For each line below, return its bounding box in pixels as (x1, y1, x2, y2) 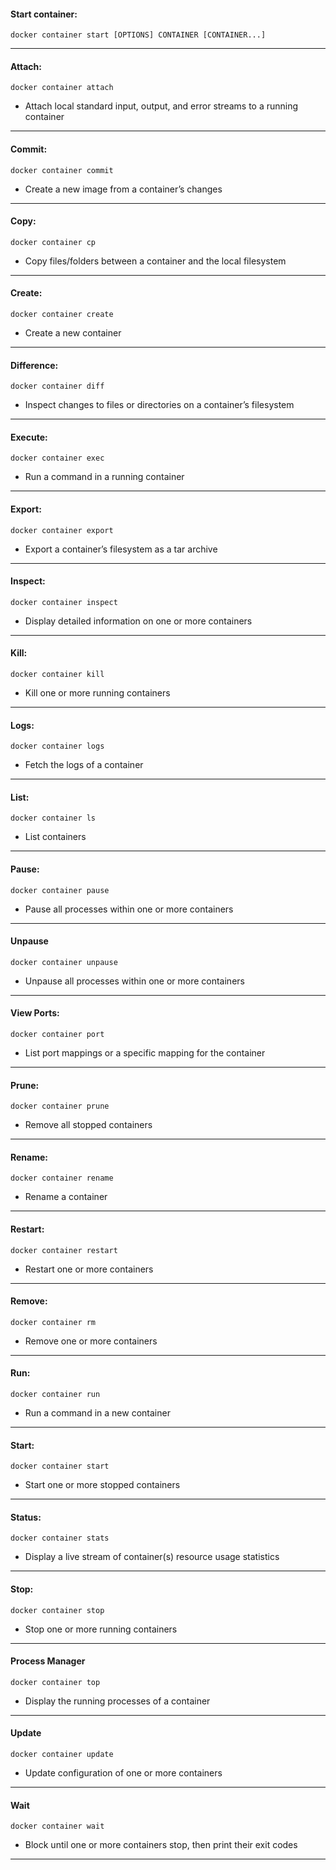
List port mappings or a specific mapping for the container (24, 1047, 266, 1059)
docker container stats (10, 1533, 110, 1544)
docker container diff (10, 381, 105, 392)
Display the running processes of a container (24, 1695, 211, 1707)
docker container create (10, 310, 114, 320)
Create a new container (24, 327, 122, 339)
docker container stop (10, 1605, 105, 1615)
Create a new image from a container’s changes (24, 183, 223, 195)
